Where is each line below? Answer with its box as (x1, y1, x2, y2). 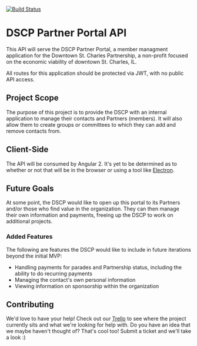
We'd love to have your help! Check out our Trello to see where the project (6, 315, 186, 322)
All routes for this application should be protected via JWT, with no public (6, 70, 184, 77)
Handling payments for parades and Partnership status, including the (14, 263, 182, 271)
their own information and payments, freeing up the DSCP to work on (6, 212, 173, 219)
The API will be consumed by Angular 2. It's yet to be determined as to (6, 160, 178, 167)
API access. (6, 75, 35, 83)
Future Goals (6, 183, 54, 193)
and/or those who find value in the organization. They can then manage (6, 205, 179, 212)
